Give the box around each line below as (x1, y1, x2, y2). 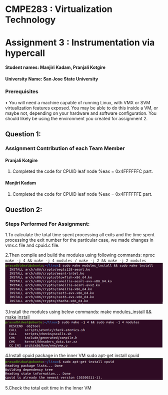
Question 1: (5, 130, 41, 138)
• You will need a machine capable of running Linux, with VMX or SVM (5, 99, 150, 105)
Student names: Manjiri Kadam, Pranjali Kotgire (5, 64, 106, 70)
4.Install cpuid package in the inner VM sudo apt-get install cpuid (5, 352, 140, 358)
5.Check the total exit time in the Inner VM (5, 385, 91, 391)
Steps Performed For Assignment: (5, 220, 90, 227)
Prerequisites (5, 88, 38, 95)
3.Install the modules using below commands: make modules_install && (5, 309, 152, 315)
